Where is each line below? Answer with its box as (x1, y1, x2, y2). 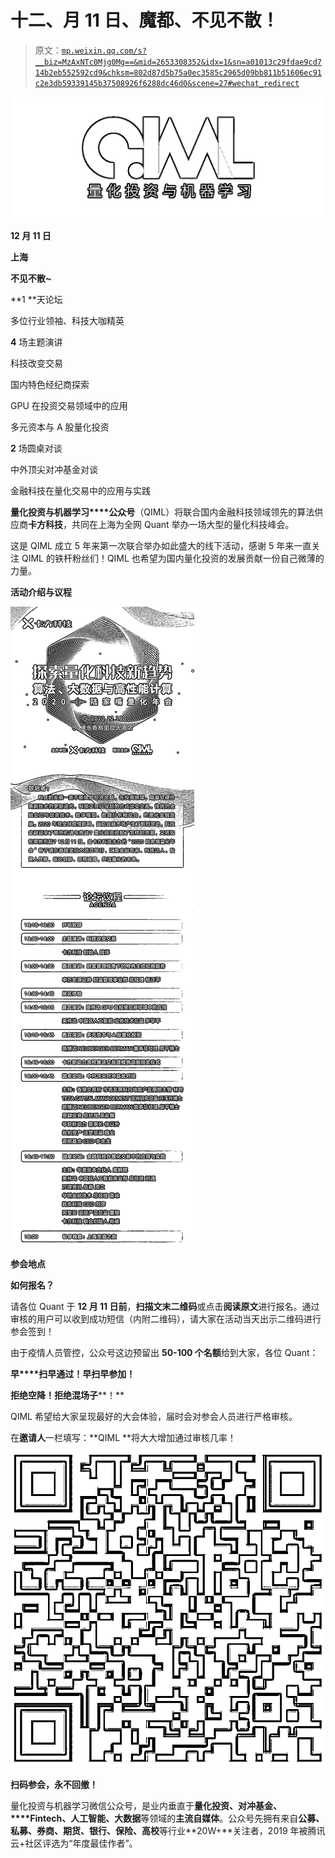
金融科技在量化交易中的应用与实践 (10, 485, 151, 497)
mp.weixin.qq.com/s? (61, 46, 147, 56)
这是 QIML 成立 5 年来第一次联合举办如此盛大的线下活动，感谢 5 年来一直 (10, 540, 312, 552)
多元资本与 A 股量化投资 (10, 421, 110, 433)
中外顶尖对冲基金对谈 (10, 464, 98, 476)
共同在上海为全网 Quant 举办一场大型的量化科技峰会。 (71, 519, 295, 531)
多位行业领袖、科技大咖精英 (10, 315, 125, 327)
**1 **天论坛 (10, 294, 63, 306)
